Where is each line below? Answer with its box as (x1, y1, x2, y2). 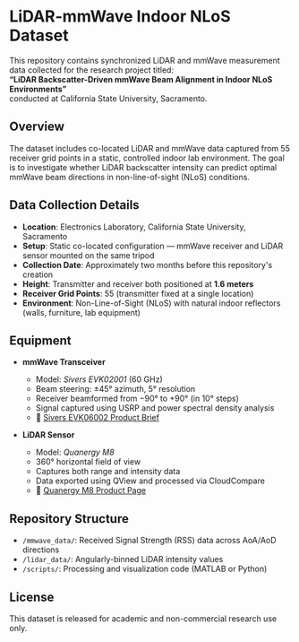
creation (21, 269, 54, 280)
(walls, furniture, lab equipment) (21, 307, 141, 317)
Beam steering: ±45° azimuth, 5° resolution (35, 384, 196, 395)
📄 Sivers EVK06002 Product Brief (35, 412, 159, 423)
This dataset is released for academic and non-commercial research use (9, 613, 278, 624)
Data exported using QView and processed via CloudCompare (35, 475, 266, 486)
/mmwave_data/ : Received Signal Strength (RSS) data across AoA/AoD (21, 535, 277, 546)
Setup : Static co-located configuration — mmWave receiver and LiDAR (21, 240, 284, 251)
